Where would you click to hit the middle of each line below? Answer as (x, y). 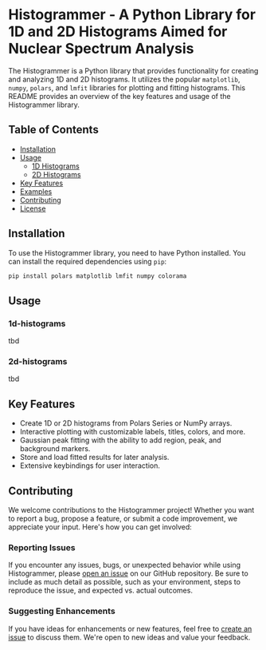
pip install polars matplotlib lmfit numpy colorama (98, 276)
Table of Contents (54, 130)
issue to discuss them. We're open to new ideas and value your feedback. (129, 637)
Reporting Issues (42, 547)
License (33, 208)
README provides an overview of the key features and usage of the (119, 96)
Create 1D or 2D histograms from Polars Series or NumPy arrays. (126, 423)
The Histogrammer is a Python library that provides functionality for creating (133, 70)
